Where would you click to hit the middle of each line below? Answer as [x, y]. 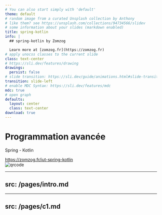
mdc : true [15, 90]
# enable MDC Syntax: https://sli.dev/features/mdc [58, 86]
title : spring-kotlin [27, 32]
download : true [20, 113]
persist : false [25, 72]
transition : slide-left [29, 81]
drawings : [15, 68]
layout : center [25, 104]
